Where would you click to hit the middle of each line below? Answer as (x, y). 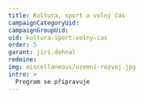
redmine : (23, 60)
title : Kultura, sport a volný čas (67, 15)
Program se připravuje (53, 81)
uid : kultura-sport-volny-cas (58, 38)
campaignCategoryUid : (44, 23)
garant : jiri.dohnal (42, 52)
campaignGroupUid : (38, 30)
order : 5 (23, 45)
